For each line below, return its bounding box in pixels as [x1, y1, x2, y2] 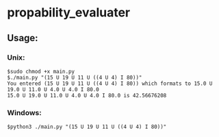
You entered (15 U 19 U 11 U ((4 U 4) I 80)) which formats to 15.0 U [7, 80, 213, 87]
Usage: [7, 32, 39, 44]
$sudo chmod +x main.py [7, 68, 75, 75]
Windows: [7, 108, 42, 117]
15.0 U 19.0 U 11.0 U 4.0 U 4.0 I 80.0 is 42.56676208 [7, 92, 167, 99]
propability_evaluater [7, 5, 131, 21]
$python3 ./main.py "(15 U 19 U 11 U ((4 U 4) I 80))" [7, 123, 167, 131]
